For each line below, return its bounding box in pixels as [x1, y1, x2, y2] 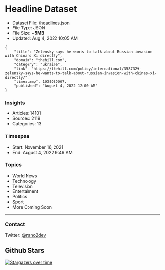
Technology [12, 178, 37, 184]
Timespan [5, 133, 30, 140]
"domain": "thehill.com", [14, 57, 67, 62]
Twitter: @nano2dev [5, 232, 46, 238]
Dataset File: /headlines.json [12, 20, 70, 26]
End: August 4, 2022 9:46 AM [12, 149, 73, 155]
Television [12, 183, 33, 189]
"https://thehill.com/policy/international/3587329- [31, 66, 141, 71]
